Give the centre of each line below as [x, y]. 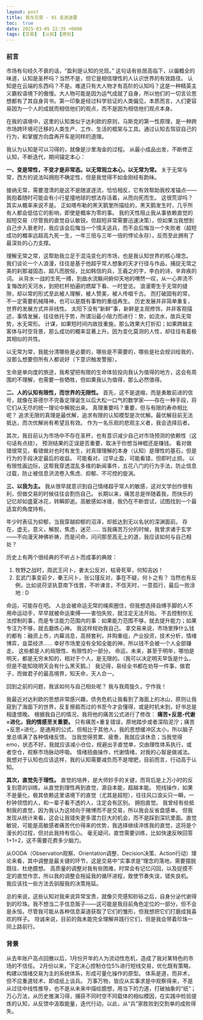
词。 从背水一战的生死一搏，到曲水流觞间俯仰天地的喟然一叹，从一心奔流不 [100, 279]
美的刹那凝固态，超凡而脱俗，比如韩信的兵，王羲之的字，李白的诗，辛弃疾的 [101, 271]
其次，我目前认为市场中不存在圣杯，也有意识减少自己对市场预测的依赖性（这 [101, 436]
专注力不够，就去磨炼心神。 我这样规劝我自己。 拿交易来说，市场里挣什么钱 [100, 628]
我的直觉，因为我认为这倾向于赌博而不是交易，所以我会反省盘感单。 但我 [102, 810]
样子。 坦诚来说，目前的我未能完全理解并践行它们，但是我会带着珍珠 [102, 919]
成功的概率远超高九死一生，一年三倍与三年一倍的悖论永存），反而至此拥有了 [100, 236]
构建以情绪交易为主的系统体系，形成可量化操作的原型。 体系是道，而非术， [100, 973]
